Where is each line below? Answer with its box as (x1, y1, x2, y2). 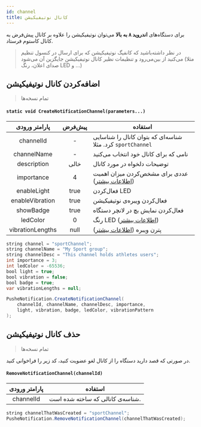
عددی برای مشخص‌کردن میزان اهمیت (93, 169, 188, 177)
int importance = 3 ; (6, 258, 58, 264)
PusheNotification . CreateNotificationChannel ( (6, 296, 124, 302)
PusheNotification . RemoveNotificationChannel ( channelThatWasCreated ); (6, 416, 186, 422)
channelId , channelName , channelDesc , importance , (17, 302, 146, 308)
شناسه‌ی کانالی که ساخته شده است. (48, 395, 141, 403)
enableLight (16, 186, 50, 195)
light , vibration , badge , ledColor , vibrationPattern (17, 307, 154, 313)
